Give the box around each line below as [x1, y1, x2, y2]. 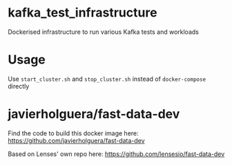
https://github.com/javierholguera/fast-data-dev [8, 136, 145, 144]
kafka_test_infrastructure [8, 5, 157, 21]
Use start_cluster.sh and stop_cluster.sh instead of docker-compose [8, 75, 206, 83]
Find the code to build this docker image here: [8, 129, 139, 137]
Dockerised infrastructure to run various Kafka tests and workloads [8, 28, 200, 36]
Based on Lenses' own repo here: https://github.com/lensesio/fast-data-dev [8, 150, 225, 158]
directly [8, 81, 30, 90]
